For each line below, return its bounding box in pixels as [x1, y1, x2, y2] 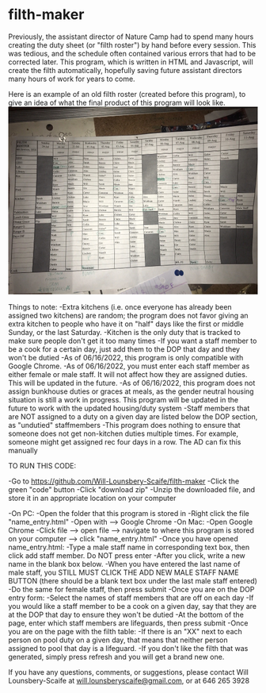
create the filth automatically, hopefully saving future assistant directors [8, 65, 243, 75]
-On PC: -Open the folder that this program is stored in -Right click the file [8, 508, 249, 518]
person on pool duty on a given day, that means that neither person [8, 635, 228, 645]
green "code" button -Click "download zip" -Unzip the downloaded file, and [8, 484, 256, 494]
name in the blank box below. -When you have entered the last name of [8, 559, 241, 568]
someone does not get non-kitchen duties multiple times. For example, [8, 429, 239, 438]
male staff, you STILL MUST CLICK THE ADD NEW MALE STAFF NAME [8, 568, 239, 577]
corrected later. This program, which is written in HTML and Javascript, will [8, 57, 253, 67]
